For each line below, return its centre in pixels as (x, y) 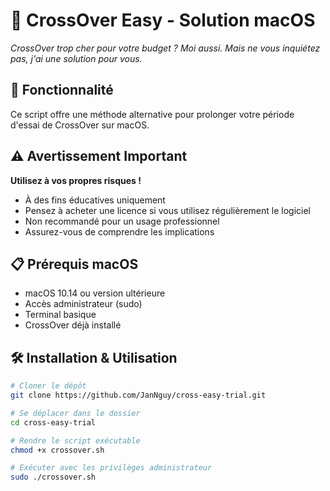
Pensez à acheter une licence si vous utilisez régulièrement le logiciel (167, 210)
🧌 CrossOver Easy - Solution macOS (163, 20)
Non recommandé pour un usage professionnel (122, 221)
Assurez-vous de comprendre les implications (119, 231)
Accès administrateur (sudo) (83, 304)
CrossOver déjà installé (73, 325)
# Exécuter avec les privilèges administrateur (111, 468)
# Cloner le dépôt (48, 386)
